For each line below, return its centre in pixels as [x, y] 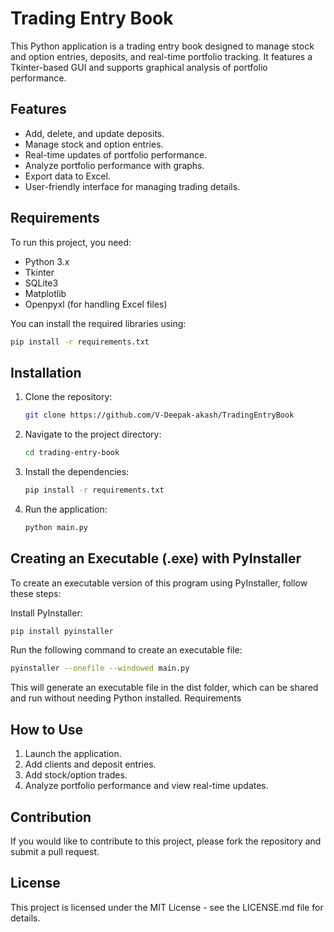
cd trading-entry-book [72, 453]
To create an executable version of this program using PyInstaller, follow [159, 583]
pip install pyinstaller [62, 631]
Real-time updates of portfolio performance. [116, 154]
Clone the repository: [68, 397]
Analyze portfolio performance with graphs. [114, 165]
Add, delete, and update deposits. [94, 133]
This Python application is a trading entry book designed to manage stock [162, 46]
